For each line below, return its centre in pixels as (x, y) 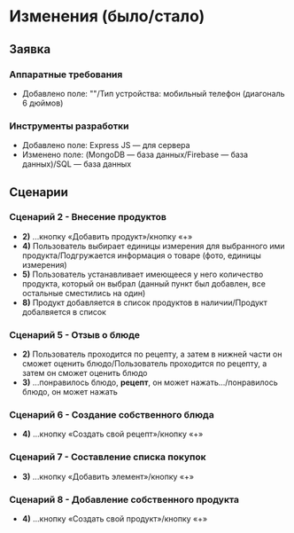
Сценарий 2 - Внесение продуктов (88, 217)
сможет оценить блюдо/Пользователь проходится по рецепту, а (144, 364)
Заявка (30, 49)
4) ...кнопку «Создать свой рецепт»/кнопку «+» (112, 434)
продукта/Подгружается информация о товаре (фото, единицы (141, 255)
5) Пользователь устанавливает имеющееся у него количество (143, 274)
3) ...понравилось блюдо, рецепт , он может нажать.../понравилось (150, 382)
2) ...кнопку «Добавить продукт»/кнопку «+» (107, 236)
